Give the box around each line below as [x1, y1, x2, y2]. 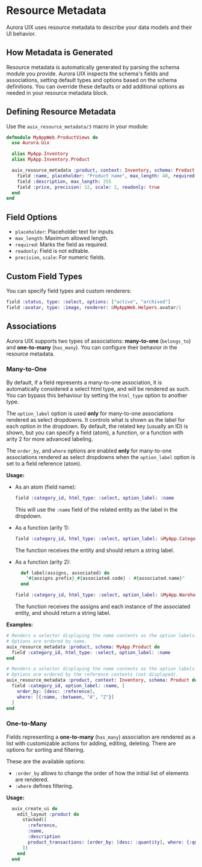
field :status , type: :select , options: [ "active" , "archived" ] [6, 299, 171, 305]
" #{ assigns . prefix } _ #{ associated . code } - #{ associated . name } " [26, 576, 185, 582]
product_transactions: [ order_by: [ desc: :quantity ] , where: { [28, 839, 189, 845]
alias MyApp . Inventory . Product [11, 156, 90, 163]
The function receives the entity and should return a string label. [14, 547, 174, 554]
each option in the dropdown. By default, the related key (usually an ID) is [6, 422, 188, 430]
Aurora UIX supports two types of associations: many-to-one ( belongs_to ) [6, 337, 191, 345]
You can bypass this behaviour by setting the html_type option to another [6, 392, 188, 399]
